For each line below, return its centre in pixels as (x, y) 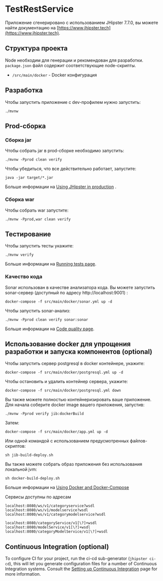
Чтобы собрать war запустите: (37, 210)
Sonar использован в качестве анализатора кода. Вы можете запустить (80, 287)
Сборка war (20, 199)
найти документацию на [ (32, 27)
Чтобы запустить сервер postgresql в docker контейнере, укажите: (75, 363)
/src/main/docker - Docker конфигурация (54, 75)
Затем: (12, 423)
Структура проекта (36, 48)
